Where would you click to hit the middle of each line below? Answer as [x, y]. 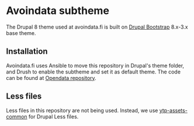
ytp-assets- [174, 110]
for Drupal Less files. [53, 116]
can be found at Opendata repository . [51, 78]
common [17, 116]
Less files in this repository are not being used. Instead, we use [82, 110]
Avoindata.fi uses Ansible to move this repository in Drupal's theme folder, [95, 65]
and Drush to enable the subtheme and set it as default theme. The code [93, 72]
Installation [27, 52]
